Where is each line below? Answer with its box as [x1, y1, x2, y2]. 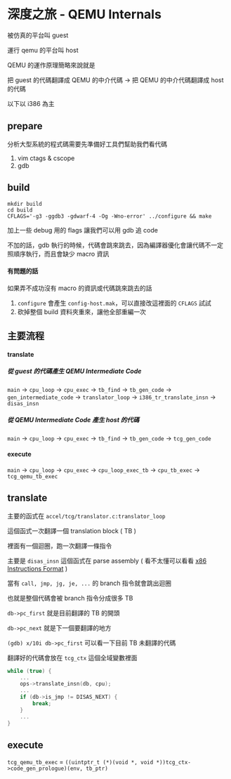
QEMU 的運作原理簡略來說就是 [7, 60, 96, 69]
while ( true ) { [7, 667, 52, 674]
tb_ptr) [85, 765, 109, 773]
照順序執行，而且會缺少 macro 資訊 [7, 249, 110, 258]
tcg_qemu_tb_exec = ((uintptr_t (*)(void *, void [7, 758, 154, 766]
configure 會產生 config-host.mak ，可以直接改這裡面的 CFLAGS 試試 [17, 299, 212, 307]
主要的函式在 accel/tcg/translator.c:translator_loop [7, 511, 166, 520]
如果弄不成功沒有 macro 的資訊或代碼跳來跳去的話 [7, 284, 152, 292]
